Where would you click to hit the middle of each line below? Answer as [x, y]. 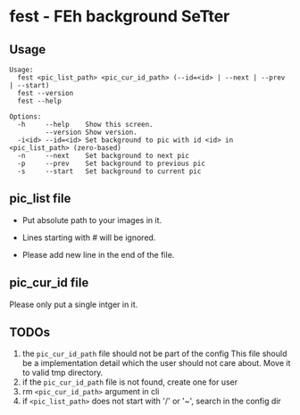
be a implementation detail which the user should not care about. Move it [156, 363]
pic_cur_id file [49, 283]
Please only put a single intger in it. [74, 304]
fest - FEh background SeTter [120, 17]
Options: [25, 117]
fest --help [40, 101]
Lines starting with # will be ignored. [89, 237]
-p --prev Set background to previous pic [111, 163]
